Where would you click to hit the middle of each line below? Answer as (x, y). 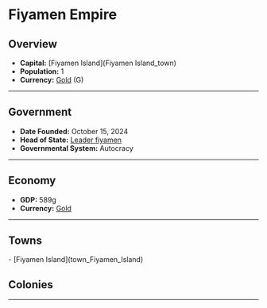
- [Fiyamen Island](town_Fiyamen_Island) (76, 260)
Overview (33, 44)
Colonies (31, 285)
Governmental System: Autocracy (76, 148)
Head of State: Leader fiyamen (70, 140)
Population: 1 (42, 71)
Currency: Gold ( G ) (52, 80)
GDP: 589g (38, 199)
